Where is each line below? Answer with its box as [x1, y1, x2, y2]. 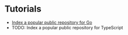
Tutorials [4, 3, 42, 15]
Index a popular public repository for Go [11, 19, 92, 25]
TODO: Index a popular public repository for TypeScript [11, 24, 123, 30]
